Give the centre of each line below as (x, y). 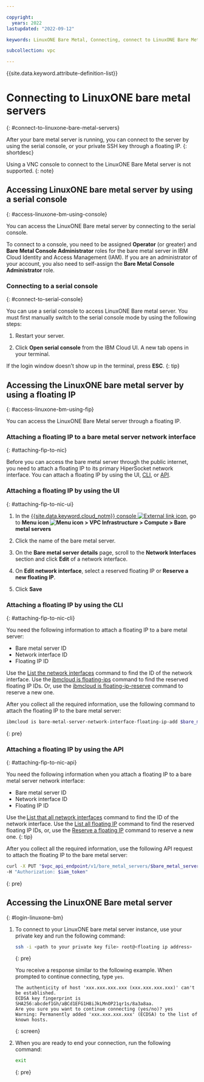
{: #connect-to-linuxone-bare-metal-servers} (63, 128)
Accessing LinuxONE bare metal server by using (100, 190)
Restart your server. (40, 336)
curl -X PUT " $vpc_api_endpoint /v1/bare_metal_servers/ (78, 866)
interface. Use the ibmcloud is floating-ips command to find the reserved (97, 679)
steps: (14, 324)
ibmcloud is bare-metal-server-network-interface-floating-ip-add (92, 722)
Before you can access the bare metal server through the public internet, (97, 462)
